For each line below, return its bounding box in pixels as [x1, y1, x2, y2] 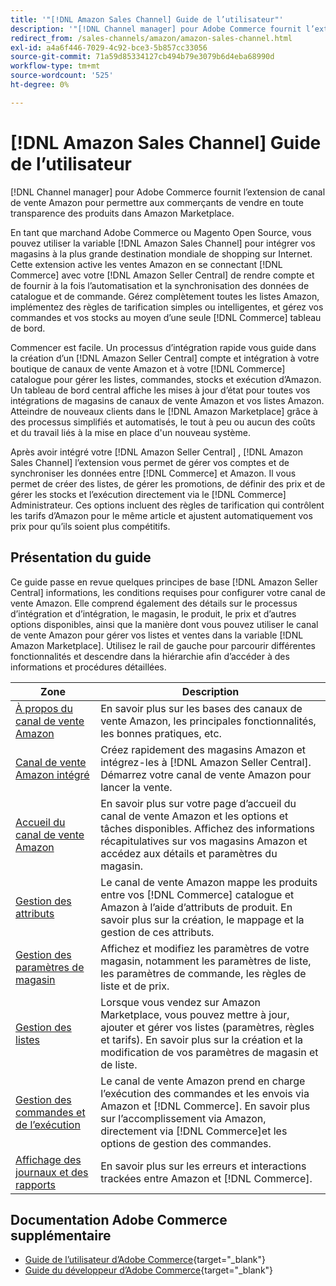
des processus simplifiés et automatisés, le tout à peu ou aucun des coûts [10, 416, 316, 428]
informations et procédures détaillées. [10, 661, 167, 673]
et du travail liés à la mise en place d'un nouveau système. [10, 426, 251, 438]
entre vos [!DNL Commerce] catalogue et [100, 887, 295, 901]
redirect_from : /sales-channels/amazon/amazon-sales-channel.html [10, 33, 293, 43]
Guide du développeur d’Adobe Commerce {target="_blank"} [24, 1264, 274, 1276]
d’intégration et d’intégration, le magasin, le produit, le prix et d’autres [10, 607, 297, 620]
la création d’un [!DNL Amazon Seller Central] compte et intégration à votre [10, 352, 320, 364]
